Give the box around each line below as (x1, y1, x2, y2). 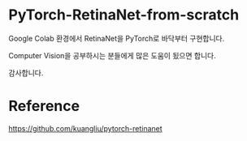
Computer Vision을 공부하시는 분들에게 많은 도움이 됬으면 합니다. (8, 50, 217, 60)
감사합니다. (8, 67, 44, 78)
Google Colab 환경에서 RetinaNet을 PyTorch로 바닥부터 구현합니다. (8, 33, 225, 43)
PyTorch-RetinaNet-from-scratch (8, 6, 240, 24)
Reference (8, 97, 80, 115)
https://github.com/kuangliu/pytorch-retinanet (8, 123, 162, 133)
